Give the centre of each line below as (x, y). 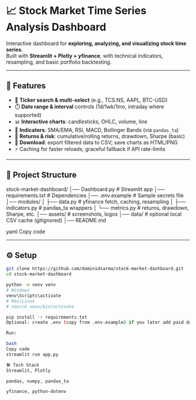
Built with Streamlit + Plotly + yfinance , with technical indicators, (85, 56)
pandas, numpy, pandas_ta (37, 381)
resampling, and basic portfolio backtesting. (59, 62)
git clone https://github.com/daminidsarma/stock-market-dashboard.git (95, 269)
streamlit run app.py (32, 354)
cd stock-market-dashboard (39, 274)
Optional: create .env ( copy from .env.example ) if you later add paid (95, 323)
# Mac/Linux (20, 301)
